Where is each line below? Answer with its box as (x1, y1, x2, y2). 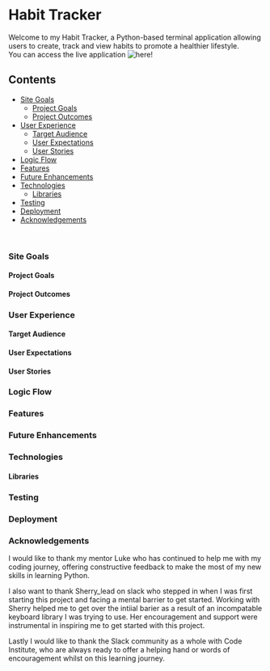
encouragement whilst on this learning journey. (8, 653, 166, 663)
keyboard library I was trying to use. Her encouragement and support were (8, 612, 258, 622)
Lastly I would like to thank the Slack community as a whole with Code (8, 636, 243, 646)
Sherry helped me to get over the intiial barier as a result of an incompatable (8, 603, 263, 613)
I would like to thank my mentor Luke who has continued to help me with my (8, 553, 261, 563)
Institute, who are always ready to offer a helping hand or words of (8, 644, 230, 654)
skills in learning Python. (8, 570, 91, 580)
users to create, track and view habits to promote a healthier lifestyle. (8, 40, 240, 50)
